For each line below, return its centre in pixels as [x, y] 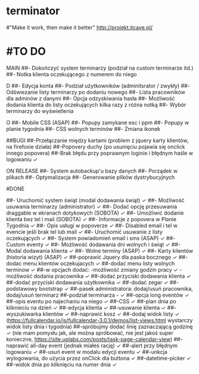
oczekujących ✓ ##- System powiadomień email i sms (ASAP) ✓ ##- [91, 238]
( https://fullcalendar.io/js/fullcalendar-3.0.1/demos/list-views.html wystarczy [99, 320]
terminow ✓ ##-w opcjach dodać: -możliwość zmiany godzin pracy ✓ [92, 269]
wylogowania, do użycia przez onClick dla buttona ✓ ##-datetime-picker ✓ [99, 358]
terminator [33, 11]
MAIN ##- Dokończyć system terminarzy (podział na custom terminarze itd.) [100, 68]
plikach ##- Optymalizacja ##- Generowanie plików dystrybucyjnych [91, 177]
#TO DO [26, 51]
